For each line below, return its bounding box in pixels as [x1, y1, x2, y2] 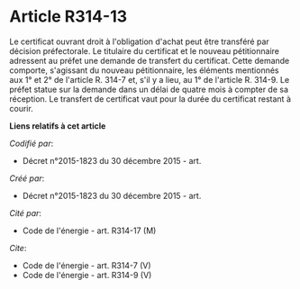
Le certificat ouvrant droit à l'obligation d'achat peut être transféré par [9, 36, 270, 47]
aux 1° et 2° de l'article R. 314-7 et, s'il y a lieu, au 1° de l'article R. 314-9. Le [9, 74, 290, 85]
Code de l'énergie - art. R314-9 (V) [22, 269, 152, 280]
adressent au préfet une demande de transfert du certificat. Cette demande [9, 55, 290, 66]
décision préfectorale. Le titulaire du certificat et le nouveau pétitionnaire [9, 45, 279, 56]
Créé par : [9, 173, 45, 184]
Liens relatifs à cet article [9, 120, 106, 131]
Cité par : [9, 207, 42, 218]
